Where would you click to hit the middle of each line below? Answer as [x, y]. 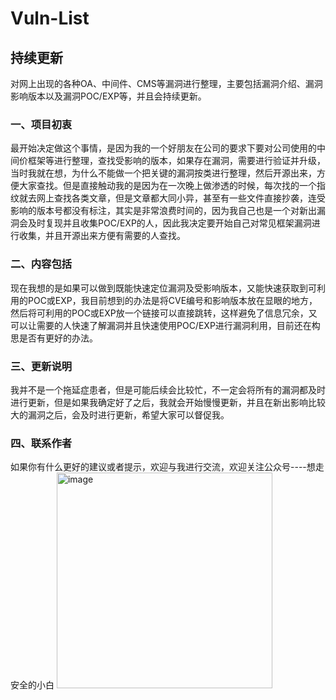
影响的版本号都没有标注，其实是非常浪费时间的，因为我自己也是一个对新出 [163, 211]
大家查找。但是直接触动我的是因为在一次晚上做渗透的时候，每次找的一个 [167, 186]
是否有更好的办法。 [58, 338]
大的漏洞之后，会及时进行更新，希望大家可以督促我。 [120, 414]
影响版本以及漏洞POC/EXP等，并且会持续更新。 [108, 96]
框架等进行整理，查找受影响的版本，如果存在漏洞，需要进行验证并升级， [176, 161]
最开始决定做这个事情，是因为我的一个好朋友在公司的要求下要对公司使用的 [163, 148]
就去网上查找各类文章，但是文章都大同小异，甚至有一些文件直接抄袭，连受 [172, 198]
